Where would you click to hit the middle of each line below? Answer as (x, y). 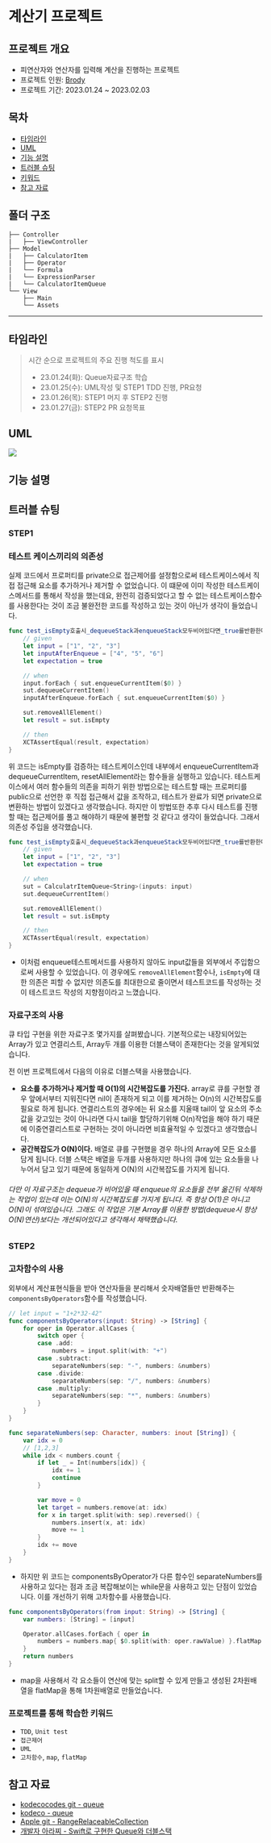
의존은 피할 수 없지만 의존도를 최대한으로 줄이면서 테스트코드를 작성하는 (141, 982)
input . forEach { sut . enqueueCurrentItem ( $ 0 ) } (102, 683)
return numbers (48, 1657)
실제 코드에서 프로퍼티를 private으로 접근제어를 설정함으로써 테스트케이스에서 (130, 575)
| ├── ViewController (48, 242)
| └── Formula (35, 270)
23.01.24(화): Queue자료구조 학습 (94, 377)
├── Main (38, 298)
